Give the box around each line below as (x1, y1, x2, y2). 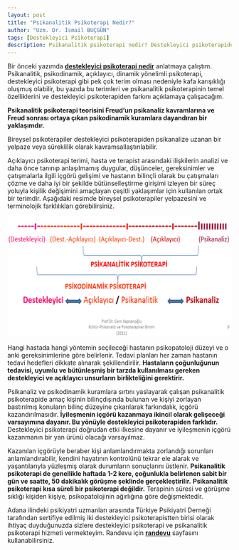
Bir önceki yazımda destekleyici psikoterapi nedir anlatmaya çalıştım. (7, 62, 212, 71)
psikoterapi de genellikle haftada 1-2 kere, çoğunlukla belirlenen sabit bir (7, 469, 227, 478)
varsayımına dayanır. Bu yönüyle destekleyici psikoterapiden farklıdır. (7, 417, 218, 427)
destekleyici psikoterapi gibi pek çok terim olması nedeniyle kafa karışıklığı (7, 77, 225, 85)
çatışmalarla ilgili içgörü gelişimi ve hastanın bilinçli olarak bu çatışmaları (7, 172, 219, 180)
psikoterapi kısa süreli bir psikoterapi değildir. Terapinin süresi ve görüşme (7, 484, 230, 493)
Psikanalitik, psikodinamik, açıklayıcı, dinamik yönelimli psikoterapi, (7, 70, 203, 78)
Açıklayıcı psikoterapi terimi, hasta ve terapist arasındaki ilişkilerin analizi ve (7, 157, 228, 165)
